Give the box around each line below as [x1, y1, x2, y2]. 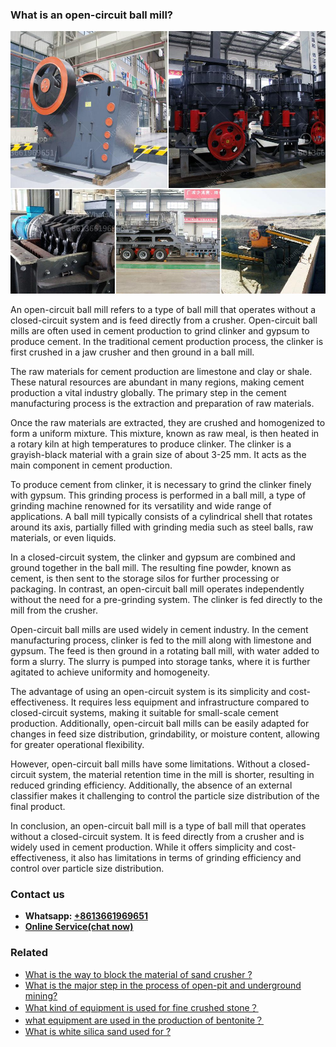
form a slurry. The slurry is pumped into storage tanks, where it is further [10, 655, 311, 667]
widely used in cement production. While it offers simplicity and [10, 841, 273, 853]
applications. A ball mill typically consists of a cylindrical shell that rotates [10, 510, 313, 522]
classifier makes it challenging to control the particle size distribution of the [10, 789, 320, 802]
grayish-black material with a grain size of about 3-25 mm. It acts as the [10, 448, 307, 460]
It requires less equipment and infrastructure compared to [70, 696, 310, 708]
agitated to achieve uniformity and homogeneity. [10, 666, 210, 678]
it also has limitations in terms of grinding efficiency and [70, 851, 302, 863]
